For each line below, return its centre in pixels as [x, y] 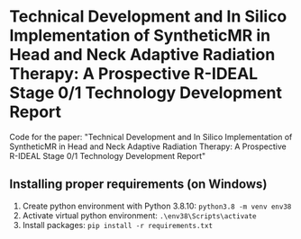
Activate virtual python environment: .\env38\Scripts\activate [139, 215]
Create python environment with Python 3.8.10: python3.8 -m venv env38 [157, 206]
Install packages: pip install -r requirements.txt [118, 225]
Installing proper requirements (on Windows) [138, 185]
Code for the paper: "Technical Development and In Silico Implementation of [151, 137]
